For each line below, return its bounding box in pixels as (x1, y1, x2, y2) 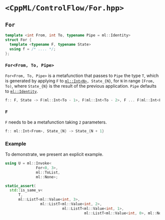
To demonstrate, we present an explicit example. (5, 151, 104, 157)
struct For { (5, 37, 32, 42)
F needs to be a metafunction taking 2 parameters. (5, 119, 107, 125)
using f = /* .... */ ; (9, 47, 56, 51)
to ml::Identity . (5, 88, 38, 94)
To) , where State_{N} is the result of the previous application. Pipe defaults (5, 83, 157, 89)
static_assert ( (5, 183, 36, 188)
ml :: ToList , (36, 170, 60, 175)
